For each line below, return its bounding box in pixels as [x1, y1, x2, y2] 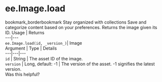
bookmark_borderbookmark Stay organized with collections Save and [5, 19, 147, 25]
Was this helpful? [5, 71, 40, 77]
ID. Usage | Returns [5, 29, 45, 35]
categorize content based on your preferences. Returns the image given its [5, 24, 158, 30]
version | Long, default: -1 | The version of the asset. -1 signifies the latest [5, 61, 155, 67]
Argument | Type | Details [5, 45, 57, 51]
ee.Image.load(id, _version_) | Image [5, 40, 82, 46]
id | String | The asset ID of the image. [5, 55, 83, 61]
